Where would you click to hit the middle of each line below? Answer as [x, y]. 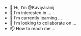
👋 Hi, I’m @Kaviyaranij [32, 8]
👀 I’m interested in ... [30, 13]
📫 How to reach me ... [32, 28]
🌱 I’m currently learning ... [36, 18]
